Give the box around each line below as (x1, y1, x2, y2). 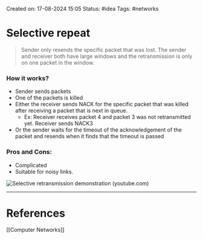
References (6, 206, 65, 220)
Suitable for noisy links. (14, 168, 74, 175)
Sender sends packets (14, 88, 71, 95)
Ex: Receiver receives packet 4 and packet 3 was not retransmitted (24, 113, 192, 121)
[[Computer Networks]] (6, 226, 65, 234)
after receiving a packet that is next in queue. (14, 107, 128, 114)
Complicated (14, 161, 47, 168)
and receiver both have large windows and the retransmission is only (21, 53, 193, 60)
